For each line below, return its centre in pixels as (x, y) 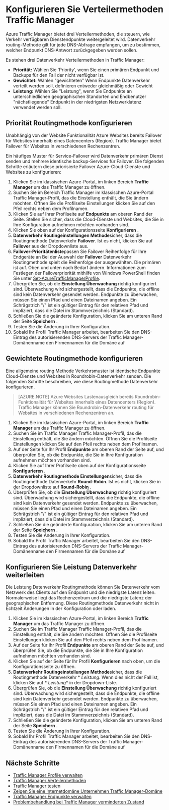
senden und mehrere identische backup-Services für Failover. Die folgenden (85, 161)
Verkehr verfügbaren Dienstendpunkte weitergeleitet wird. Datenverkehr (80, 39)
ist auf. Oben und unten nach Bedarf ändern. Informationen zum (79, 267)
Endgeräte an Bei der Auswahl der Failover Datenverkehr (72, 257)
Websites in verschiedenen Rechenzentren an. (66, 413)
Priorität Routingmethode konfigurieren (69, 123)
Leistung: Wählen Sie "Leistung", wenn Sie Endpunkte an (72, 91)
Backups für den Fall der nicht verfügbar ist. (59, 75)
